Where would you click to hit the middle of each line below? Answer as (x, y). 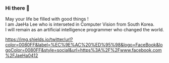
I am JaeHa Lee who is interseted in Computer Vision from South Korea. (80, 24)
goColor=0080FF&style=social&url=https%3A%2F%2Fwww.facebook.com (84, 50)
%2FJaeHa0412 (22, 55)
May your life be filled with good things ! (47, 19)
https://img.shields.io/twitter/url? (39, 39)
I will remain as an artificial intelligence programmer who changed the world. (84, 30)
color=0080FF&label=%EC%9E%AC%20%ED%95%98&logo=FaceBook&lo (84, 45)
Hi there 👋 (18, 8)
